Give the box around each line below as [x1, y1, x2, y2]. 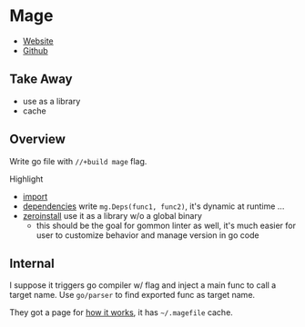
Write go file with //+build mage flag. [9, 155, 147, 166]
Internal [9, 255, 55, 271]
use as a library [22, 95, 81, 106]
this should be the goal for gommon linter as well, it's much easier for [36, 220, 297, 231]
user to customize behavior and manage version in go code [36, 229, 259, 241]
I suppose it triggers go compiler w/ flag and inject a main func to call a [9, 280, 277, 291]
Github [22, 45, 48, 55]
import [22, 191, 48, 202]
